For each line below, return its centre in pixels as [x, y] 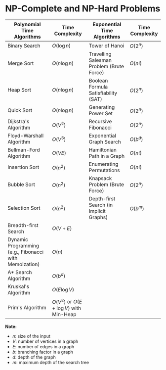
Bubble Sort [21, 185]
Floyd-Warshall [26, 136]
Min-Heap [64, 314]
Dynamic [18, 239]
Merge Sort [21, 63]
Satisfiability [103, 93]
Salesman [100, 60]
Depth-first [102, 199]
